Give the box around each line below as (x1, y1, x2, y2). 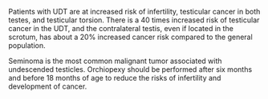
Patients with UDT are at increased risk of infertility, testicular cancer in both (8, 7, 261, 16)
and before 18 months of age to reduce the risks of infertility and (8, 73, 221, 82)
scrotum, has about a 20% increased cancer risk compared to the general (8, 32, 253, 42)
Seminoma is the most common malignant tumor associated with (8, 56, 222, 65)
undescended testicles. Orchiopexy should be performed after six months (8, 65, 253, 74)
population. (8, 41, 46, 50)
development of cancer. (8, 81, 87, 91)
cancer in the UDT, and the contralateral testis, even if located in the (8, 24, 234, 33)
